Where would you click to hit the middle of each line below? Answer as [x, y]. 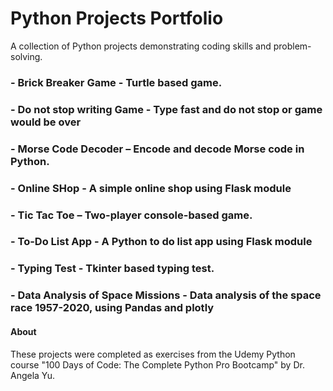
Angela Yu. [33, 375]
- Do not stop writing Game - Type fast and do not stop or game [166, 109]
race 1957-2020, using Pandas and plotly [112, 308]
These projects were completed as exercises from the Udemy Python [153, 354]
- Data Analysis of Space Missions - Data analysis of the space [166, 295]
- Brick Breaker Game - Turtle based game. [116, 82]
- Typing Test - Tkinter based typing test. [112, 269]
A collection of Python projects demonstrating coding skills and [141, 46]
